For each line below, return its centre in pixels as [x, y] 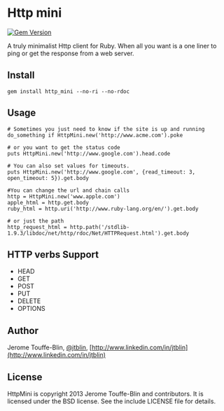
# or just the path [36, 221]
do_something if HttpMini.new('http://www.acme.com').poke [95, 135]
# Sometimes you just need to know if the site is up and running [106, 129]
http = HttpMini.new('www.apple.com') [64, 196]
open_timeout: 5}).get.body [48, 178]
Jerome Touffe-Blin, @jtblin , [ [50, 347]
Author [23, 330]
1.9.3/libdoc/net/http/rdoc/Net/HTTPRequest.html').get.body [98, 233]
